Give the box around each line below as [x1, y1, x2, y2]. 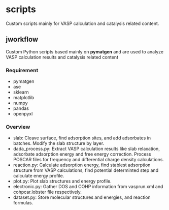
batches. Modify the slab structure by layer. [13, 140, 105, 146]
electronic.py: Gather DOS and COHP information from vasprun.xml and [13, 184, 163, 190]
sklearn [13, 89, 29, 95]
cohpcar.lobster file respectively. [13, 189, 82, 195]
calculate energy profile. [13, 173, 64, 179]
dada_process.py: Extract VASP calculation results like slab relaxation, [13, 146, 160, 152]
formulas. [13, 200, 33, 206]
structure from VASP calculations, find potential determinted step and [13, 167, 159, 173]
